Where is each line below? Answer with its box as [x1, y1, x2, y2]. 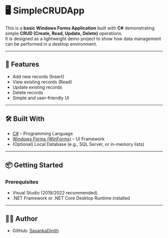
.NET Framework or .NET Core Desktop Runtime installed [12, 195, 130, 201]
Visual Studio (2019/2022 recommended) [12, 190, 98, 196]
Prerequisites [5, 178, 38, 185]
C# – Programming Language [12, 130, 73, 136]
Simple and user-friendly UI [12, 95, 69, 101]
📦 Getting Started [5, 161, 63, 169]
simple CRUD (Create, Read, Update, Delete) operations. [5, 30, 123, 36]
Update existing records [12, 84, 62, 90]
